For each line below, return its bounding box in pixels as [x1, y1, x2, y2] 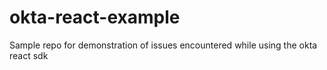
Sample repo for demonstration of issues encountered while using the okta [9, 39, 318, 51]
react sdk [9, 49, 49, 61]
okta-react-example [9, 6, 181, 29]
